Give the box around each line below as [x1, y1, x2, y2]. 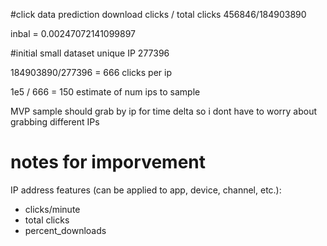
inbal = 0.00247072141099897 [10, 28, 137, 39]
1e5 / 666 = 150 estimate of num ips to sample [10, 86, 201, 98]
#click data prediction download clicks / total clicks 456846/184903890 [10, 9, 307, 20]
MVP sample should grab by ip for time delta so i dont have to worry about [10, 105, 317, 117]
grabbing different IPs [10, 116, 100, 128]
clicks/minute [24, 203, 81, 215]
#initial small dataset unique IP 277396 [10, 47, 170, 59]
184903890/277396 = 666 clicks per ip [10, 67, 173, 78]
